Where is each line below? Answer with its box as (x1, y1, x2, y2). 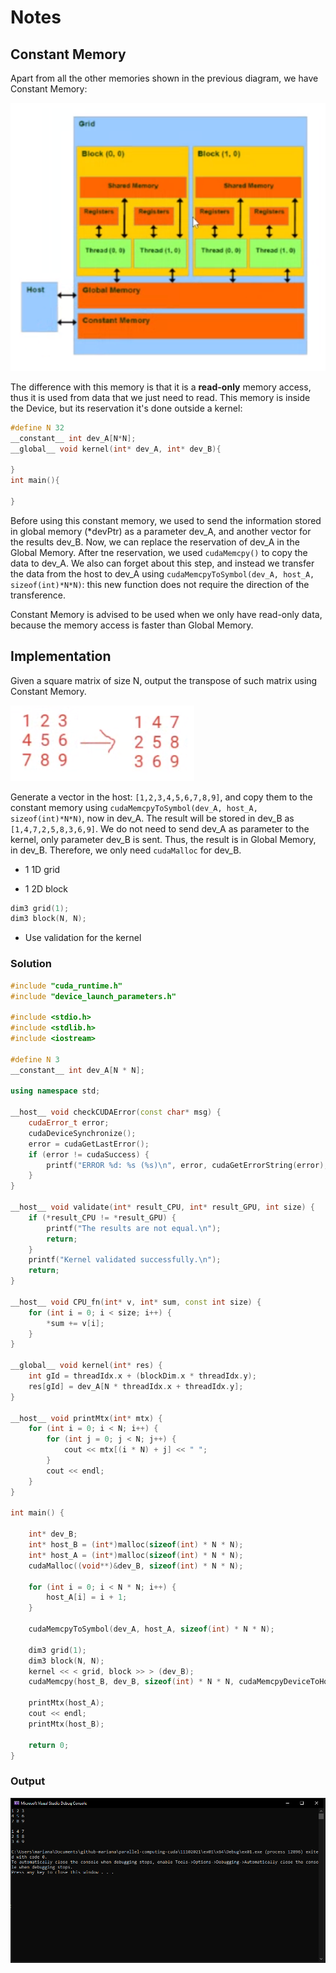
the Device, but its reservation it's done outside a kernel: (10, 402, 243, 414)
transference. (10, 589, 66, 601)
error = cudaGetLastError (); (28, 1139, 150, 1149)
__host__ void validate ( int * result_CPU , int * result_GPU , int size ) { (10, 1202, 315, 1213)
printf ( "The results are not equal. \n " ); (46, 1223, 222, 1233)
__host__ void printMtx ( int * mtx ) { (10, 1413, 163, 1423)
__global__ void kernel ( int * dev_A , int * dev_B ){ (10, 444, 222, 454)
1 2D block (24, 882, 69, 895)
